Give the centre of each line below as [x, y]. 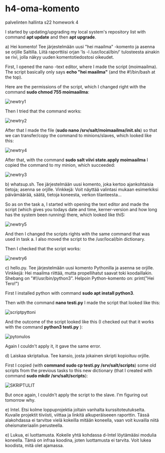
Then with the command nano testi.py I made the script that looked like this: [83, 302]
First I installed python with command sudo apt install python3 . [70, 293]
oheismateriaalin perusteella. [34, 425]
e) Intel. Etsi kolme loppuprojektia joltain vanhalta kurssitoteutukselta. [75, 410]
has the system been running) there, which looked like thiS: [65, 215]
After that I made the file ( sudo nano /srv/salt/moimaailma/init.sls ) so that [81, 130]
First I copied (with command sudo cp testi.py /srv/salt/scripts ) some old [81, 365]
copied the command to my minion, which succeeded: [60, 165]
